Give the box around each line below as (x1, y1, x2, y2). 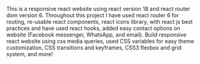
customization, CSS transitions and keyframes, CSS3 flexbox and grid (6, 44, 182, 51)
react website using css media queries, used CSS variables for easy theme (6, 38, 195, 44)
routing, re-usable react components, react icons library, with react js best (6, 18, 193, 25)
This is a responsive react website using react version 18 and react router (6, 5, 191, 12)
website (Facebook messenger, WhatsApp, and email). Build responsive (6, 31, 187, 38)
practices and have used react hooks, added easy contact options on (6, 24, 180, 32)
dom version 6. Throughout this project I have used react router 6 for (6, 12, 179, 19)
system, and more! (6, 51, 54, 57)
